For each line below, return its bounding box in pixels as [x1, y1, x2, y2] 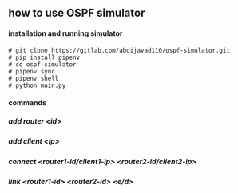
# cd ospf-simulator [8, 60, 77, 69]
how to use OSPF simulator [8, 6, 145, 20]
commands [8, 98, 46, 108]
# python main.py [8, 81, 66, 89]
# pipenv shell [8, 74, 59, 82]
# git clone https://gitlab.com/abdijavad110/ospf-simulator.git [8, 46, 230, 54]
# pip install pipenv [8, 53, 81, 61]
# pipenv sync [8, 67, 56, 75]
